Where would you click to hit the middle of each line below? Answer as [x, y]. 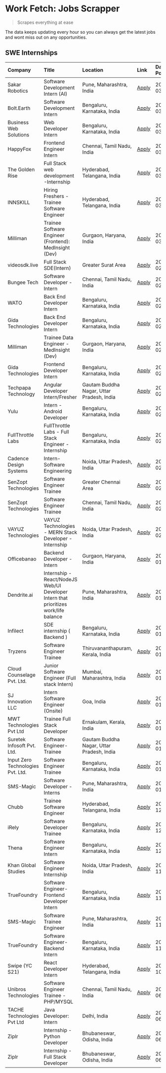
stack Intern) [59, 684]
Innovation [20, 701]
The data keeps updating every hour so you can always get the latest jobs [80, 32]
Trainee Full [57, 719]
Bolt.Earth [19, 108]
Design [16, 464]
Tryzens [17, 651]
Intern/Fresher [60, 397]
